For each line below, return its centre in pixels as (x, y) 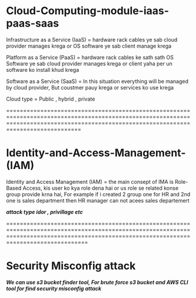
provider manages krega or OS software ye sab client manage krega (89, 46)
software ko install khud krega (43, 69)
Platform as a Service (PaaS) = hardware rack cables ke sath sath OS (90, 57)
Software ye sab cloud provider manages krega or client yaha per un (89, 64)
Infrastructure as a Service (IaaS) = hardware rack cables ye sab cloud (92, 39)
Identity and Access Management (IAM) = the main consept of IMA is (90, 181)
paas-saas (33, 23)
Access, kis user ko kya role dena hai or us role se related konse (101, 188)
